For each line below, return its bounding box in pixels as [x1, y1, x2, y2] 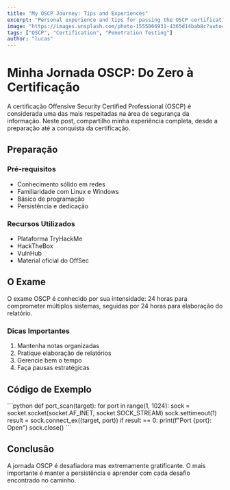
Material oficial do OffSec [16, 256, 90, 265]
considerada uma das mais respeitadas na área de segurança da [7, 110, 190, 118]
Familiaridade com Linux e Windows [16, 187, 119, 195]
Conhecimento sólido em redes [16, 180, 106, 188]
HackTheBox [16, 242, 53, 250]
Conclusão [7, 443, 55, 455]
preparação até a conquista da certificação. [7, 124, 131, 132]
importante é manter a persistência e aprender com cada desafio [7, 469, 190, 477]
